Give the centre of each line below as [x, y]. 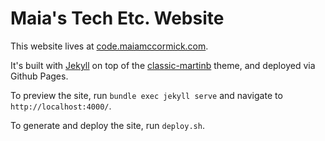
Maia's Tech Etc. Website [117, 18]
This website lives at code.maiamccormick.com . [109, 46]
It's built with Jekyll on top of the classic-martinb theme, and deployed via [163, 65]
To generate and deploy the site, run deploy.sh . [107, 125]
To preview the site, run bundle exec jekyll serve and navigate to [146, 95]
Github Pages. [39, 76]
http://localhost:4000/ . [61, 106]
